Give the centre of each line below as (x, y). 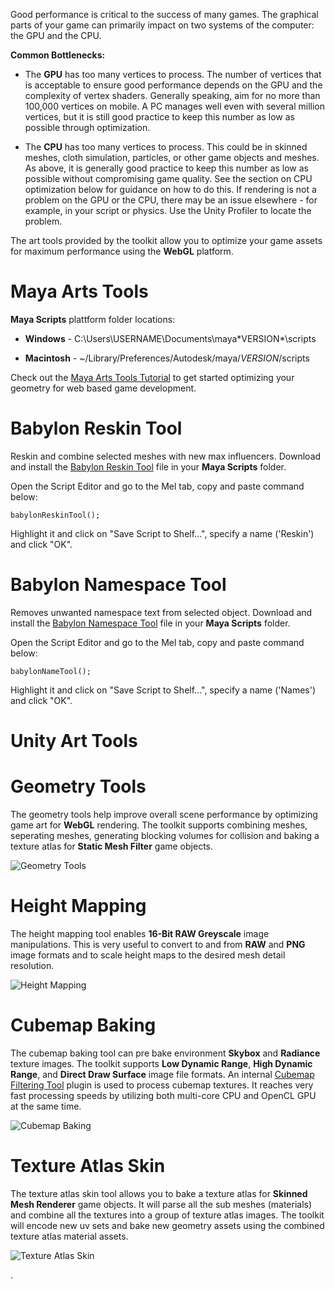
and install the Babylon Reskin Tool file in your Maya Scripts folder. (148, 466)
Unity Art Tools (74, 741)
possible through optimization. (87, 127)
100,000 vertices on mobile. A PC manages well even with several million (174, 106)
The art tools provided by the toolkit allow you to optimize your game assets (166, 240)
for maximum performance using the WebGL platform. (122, 251)
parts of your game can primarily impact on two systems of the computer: (162, 25)
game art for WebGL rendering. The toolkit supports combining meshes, (159, 825)
